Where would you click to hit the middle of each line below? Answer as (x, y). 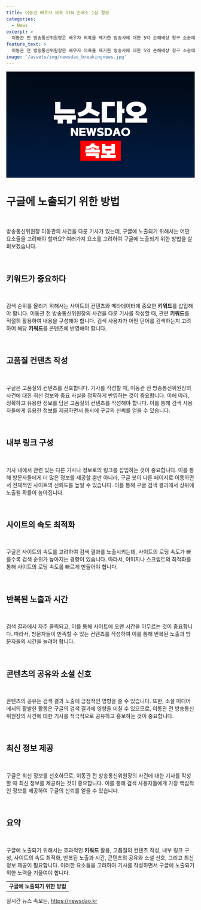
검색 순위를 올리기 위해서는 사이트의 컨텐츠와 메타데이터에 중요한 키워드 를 (92, 306)
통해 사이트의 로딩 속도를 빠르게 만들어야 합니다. (62, 567)
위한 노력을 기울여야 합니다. (38, 872)
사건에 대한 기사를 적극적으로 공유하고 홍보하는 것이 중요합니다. (100, 716)
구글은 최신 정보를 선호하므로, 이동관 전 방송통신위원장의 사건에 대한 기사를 (93, 775)
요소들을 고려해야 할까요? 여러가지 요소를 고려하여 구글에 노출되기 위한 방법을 (96, 239)
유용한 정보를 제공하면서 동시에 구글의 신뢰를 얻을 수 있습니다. (98, 410)
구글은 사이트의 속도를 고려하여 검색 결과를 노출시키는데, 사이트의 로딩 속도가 (96, 552)
